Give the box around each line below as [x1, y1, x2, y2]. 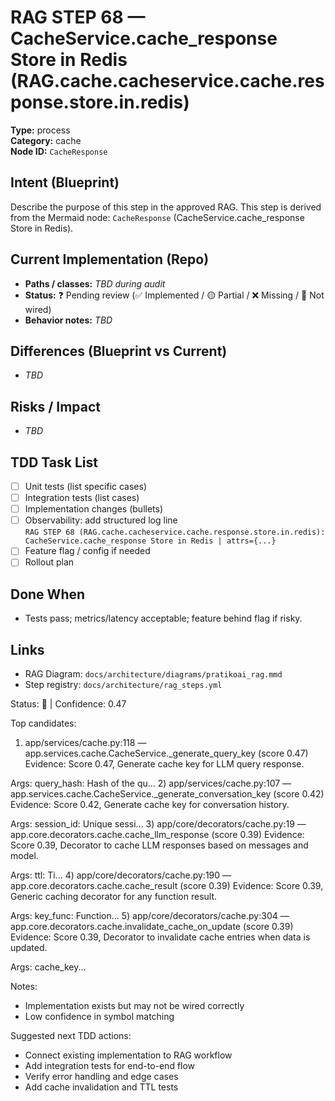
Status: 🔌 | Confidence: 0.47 [10, 698, 127, 710]
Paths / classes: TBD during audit [24, 277, 166, 290]
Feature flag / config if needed [24, 545, 151, 557]
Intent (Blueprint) [10, 174, 120, 191]
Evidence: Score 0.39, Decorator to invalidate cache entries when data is [10, 931, 311, 943]
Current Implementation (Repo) [10, 251, 210, 268]
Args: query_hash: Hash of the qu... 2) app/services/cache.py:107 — [10, 777, 292, 789]
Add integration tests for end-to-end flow [24, 1060, 196, 1071]
